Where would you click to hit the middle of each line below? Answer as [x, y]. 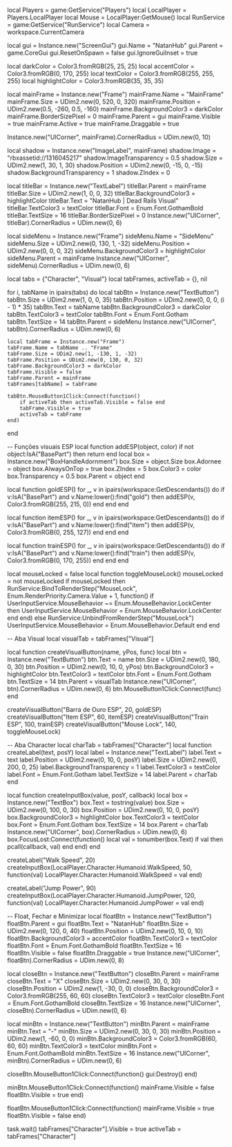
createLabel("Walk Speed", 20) [51, 860]
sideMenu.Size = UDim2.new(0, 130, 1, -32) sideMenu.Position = [99, 244]
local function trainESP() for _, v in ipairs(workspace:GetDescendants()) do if [116, 545]
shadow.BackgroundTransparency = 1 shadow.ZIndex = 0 [89, 173]
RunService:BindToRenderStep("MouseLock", [72, 588]
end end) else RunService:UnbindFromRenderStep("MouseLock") [101, 618]
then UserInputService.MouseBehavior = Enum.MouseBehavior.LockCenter [115, 611]
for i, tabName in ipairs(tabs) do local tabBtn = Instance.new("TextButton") [113, 292]
